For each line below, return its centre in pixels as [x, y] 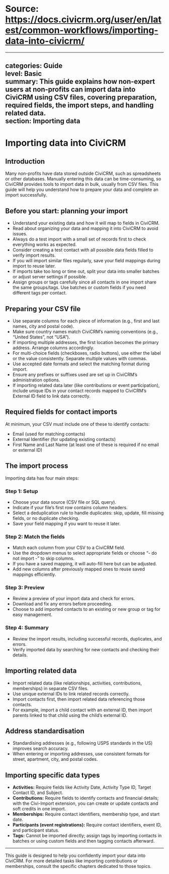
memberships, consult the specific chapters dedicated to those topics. [78, 866]
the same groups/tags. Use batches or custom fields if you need [79, 287]
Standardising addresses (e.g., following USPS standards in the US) [82, 743]
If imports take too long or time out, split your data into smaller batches [86, 271]
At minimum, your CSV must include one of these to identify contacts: [77, 424]
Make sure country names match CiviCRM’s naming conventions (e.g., [85, 331]
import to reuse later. [34, 266]
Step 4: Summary [27, 628]
